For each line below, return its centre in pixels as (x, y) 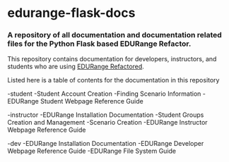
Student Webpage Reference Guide (92, 101)
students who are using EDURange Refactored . (76, 67)
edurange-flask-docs (71, 13)
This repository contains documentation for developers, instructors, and (112, 59)
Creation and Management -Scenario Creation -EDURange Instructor (107, 123)
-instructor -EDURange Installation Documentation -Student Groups (106, 115)
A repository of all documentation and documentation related (115, 35)
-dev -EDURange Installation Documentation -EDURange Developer (106, 144)
